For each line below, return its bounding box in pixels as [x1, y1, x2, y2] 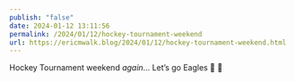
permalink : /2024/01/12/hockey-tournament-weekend [9, 29, 203, 38]
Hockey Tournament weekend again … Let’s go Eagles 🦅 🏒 [9, 62, 223, 73]
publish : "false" [9, 12, 74, 22]
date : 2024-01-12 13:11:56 [9, 21, 110, 30]
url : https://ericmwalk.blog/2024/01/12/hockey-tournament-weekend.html [9, 37, 287, 47]
